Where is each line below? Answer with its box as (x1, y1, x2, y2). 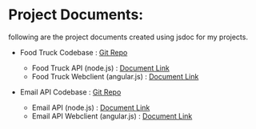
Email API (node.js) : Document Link (31, 103, 150, 112)
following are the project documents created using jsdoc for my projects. (8, 32, 248, 42)
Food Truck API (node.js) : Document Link (31, 62, 170, 73)
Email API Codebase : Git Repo (19, 87, 122, 97)
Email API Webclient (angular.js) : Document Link (31, 111, 193, 121)
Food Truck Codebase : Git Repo (19, 47, 128, 57)
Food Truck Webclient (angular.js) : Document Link (31, 71, 199, 81)
